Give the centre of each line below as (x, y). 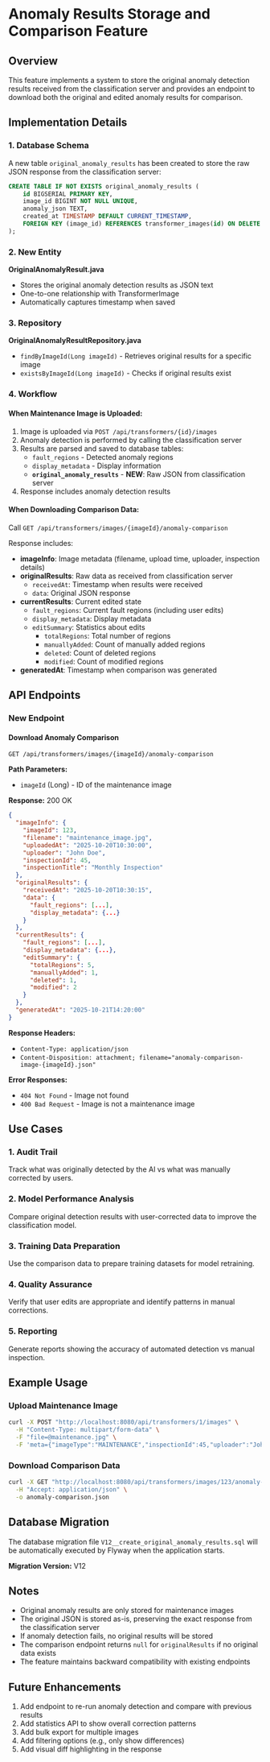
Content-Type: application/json (74, 1049)
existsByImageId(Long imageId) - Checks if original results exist (125, 373)
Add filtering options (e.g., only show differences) (102, 1741)
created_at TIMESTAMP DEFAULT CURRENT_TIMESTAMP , (108, 217)
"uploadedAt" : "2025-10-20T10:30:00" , (88, 845)
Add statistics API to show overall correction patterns (108, 1723)
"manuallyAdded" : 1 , (64, 972)
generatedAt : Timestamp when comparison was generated (118, 670)
